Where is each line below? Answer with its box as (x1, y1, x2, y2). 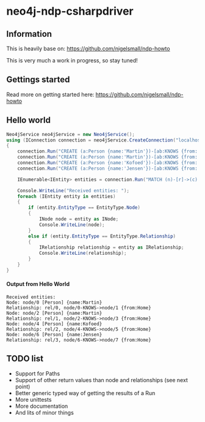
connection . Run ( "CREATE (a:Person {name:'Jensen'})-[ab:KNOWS (17, 165, 179, 171)
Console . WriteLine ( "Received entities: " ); (17, 187, 130, 194)
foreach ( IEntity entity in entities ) (17, 193, 116, 200)
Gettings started (6, 75, 70, 85)
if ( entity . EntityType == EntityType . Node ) (28, 205, 140, 211)
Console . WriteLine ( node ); (38, 222, 105, 228)
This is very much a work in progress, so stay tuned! (6, 57, 138, 64)
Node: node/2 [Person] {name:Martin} (6, 310, 103, 316)
